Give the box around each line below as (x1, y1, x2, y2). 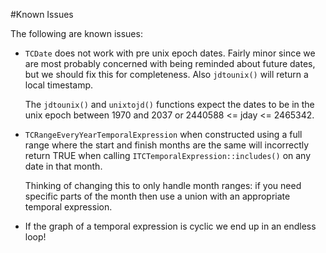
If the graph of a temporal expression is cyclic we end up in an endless (24, 220, 317, 232)
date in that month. (24, 160, 103, 172)
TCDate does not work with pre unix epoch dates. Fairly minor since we (24, 47, 316, 59)
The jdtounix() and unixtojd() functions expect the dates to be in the (24, 99, 315, 110)
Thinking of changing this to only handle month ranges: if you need (24, 180, 302, 191)
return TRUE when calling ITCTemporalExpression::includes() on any (24, 150, 312, 161)
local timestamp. (24, 79, 94, 91)
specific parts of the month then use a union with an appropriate (24, 190, 291, 202)
